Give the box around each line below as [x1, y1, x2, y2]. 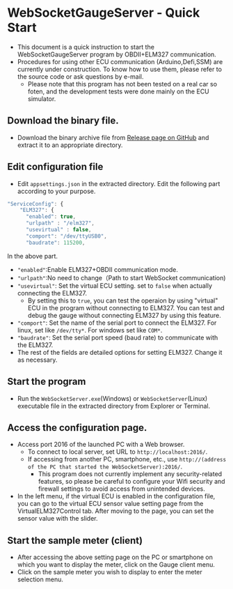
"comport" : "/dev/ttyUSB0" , [25, 232, 108, 240]
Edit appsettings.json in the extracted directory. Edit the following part [17, 179, 220, 188]
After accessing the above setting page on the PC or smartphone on [17, 553, 214, 562]
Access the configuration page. [7, 422, 147, 434]
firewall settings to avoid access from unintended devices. [38, 484, 205, 493]
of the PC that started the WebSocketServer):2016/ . [27, 462, 183, 471]
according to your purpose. [17, 187, 96, 195]
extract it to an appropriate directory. [17, 141, 123, 149]
